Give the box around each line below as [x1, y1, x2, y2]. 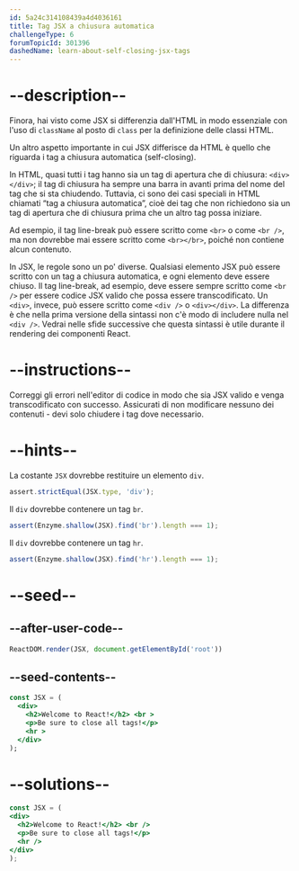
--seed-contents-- [9, 669, 117, 685]
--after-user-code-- [9, 621, 124, 636]
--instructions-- [9, 360, 132, 381]
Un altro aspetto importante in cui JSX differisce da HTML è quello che [9, 142, 271, 153]
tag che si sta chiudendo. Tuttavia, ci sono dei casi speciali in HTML [9, 188, 260, 199]
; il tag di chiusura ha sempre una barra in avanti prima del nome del [32, 179, 286, 190]
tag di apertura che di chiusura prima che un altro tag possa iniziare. [9, 208, 262, 219]
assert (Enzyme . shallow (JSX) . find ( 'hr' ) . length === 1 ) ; [9, 554, 219, 563]
